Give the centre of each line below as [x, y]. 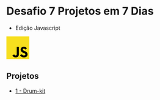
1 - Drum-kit [30, 91]
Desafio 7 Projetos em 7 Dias [80, 11]
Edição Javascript [38, 28]
